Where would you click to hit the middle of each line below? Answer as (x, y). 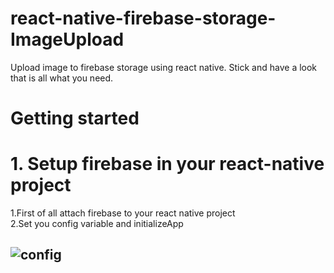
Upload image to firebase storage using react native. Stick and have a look (164, 67)
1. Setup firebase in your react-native (167, 164)
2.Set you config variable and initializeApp (97, 224)
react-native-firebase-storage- (143, 18)
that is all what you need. (62, 78)
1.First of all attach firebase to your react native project (123, 213)
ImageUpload (67, 39)
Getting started (75, 118)
